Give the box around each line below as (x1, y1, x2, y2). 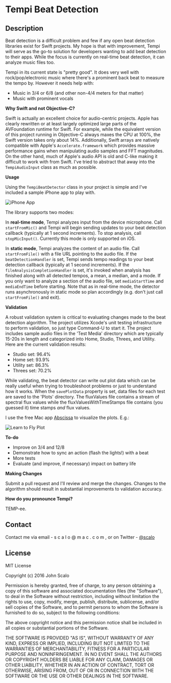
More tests (12, 455, 36, 461)
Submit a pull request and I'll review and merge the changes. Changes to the (5, 480, 166, 487)
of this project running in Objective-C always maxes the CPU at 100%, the (5, 131, 161, 138)
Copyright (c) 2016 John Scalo (5, 572, 70, 579)
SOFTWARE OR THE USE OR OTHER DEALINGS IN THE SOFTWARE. (5, 673, 149, 679)
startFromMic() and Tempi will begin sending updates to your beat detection (5, 225, 166, 231)
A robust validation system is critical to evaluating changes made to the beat (5, 314, 166, 320)
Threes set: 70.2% (12, 367, 52, 373)
